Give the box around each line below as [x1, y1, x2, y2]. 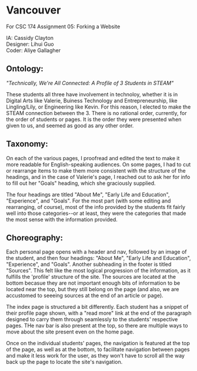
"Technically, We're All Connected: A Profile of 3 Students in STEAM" [6, 79, 174, 86]
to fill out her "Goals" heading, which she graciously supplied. [6, 180, 156, 187]
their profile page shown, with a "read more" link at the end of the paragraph [6, 309, 192, 317]
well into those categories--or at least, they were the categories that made [6, 210, 186, 217]
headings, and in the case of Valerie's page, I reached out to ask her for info [6, 173, 191, 180]
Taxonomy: [6, 139, 48, 149]
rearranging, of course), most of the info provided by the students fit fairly [6, 203, 186, 210]
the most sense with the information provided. [6, 215, 118, 223]
